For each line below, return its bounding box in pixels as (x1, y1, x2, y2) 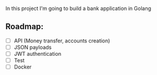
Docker (13, 63, 32, 70)
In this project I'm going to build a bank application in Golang (5, 5, 152, 12)
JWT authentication (13, 50, 62, 57)
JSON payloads (13, 44, 52, 51)
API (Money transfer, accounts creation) (13, 37, 110, 44)
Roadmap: (5, 22, 44, 31)
